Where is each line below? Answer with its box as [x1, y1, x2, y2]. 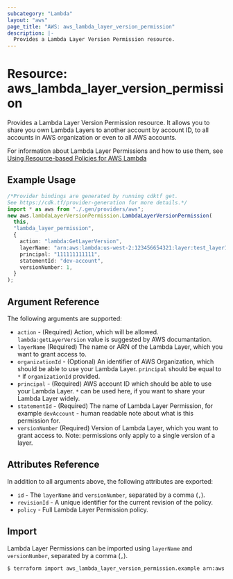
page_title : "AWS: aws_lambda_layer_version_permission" [7, 23, 175, 30]
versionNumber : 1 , [19, 263, 73, 271]
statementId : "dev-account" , [19, 257, 104, 264]
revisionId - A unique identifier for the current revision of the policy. [17, 498, 214, 506]
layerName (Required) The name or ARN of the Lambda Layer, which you [17, 342, 223, 351]
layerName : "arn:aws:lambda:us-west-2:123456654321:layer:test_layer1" [19, 244, 231, 251]
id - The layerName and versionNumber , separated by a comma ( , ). [17, 491, 206, 499]
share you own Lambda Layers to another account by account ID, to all [7, 126, 209, 134]
